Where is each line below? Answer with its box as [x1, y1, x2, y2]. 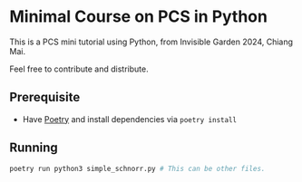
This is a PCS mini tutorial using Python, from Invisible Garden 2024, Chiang [9, 36, 293, 47]
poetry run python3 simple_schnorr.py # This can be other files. [9, 164, 266, 173]
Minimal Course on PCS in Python [9, 6, 268, 27]
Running [9, 140, 59, 156]
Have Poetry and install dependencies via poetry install [22, 113, 238, 124]
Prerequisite [9, 90, 81, 105]
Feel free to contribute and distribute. [9, 63, 149, 74]
